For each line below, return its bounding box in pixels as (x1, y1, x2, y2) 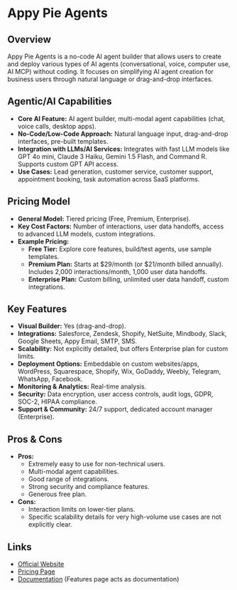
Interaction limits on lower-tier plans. (28, 505, 136, 514)
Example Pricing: (17, 237, 70, 246)
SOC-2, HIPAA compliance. (17, 397, 98, 406)
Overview (7, 33, 52, 46)
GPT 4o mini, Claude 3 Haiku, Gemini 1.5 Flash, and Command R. (17, 152, 207, 161)
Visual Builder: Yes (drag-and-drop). (17, 322, 126, 330)
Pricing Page (17, 567, 55, 576)
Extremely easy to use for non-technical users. (28, 460, 165, 468)
